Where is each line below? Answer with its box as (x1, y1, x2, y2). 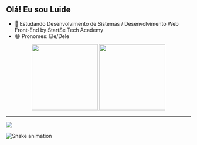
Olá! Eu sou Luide (6, 5, 72, 15)
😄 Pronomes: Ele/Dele (14, 32, 69, 40)
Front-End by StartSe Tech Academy (14, 26, 104, 33)
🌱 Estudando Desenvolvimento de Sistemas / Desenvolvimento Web (14, 20, 179, 27)
